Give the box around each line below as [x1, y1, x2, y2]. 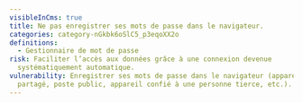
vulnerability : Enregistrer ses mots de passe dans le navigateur [9, 72, 264, 81]
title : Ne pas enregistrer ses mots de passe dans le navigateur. [9, 21, 264, 30]
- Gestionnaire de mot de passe [17, 47, 140, 56]
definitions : [9, 38, 59, 47]
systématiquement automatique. [17, 64, 135, 73]
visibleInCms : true [9, 13, 83, 22]
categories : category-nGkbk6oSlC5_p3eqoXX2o [9, 30, 179, 39]
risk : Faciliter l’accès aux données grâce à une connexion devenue [9, 55, 272, 64]
